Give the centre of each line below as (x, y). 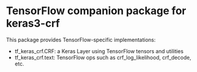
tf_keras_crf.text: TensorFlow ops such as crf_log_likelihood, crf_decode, (103, 57)
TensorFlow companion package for (96, 11)
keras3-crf (33, 23)
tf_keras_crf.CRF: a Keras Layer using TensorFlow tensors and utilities (99, 51)
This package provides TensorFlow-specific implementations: (81, 40)
